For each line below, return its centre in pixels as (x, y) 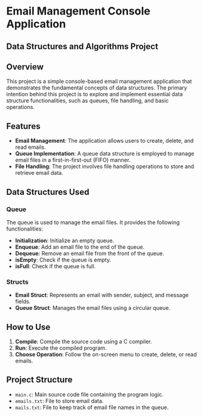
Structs (18, 281)
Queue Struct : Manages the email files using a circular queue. (93, 308)
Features (23, 126)
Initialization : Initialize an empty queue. (65, 240)
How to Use (28, 327)
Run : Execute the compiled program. (61, 348)
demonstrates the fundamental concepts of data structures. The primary (97, 88)
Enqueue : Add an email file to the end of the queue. (80, 247)
